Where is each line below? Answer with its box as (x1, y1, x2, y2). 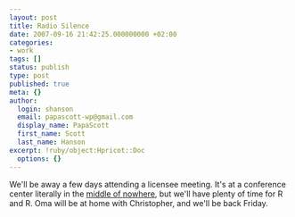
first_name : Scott (17, 129, 86, 138)
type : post (9, 71, 50, 80)
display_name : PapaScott (17, 121, 110, 130)
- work (9, 46, 34, 55)
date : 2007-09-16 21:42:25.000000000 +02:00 (9, 29, 177, 38)
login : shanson (17, 104, 74, 113)
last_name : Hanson (17, 138, 86, 146)
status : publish (9, 63, 70, 72)
